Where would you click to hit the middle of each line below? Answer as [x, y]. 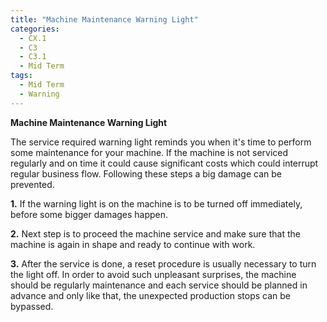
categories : [35, 29]
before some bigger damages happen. [89, 214]
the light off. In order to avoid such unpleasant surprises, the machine [153, 274]
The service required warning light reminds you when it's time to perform [161, 142]
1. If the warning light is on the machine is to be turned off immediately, [156, 203]
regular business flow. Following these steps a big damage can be [146, 173]
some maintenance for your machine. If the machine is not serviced [149, 152]
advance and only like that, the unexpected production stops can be [150, 295]
